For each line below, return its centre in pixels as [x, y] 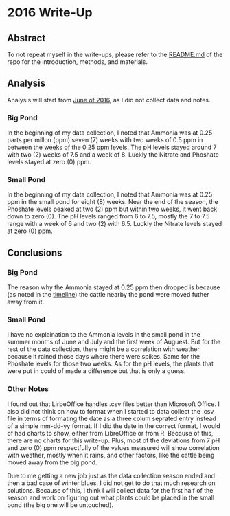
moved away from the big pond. [52, 462]
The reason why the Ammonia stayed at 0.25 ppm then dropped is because [114, 287]
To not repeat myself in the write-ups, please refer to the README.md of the [115, 54]
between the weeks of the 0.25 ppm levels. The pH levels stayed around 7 [112, 147]
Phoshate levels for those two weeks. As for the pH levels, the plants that [111, 364]
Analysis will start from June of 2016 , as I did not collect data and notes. [109, 100]
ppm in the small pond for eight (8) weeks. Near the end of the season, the [113, 202]
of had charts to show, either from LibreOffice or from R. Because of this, [110, 433]
